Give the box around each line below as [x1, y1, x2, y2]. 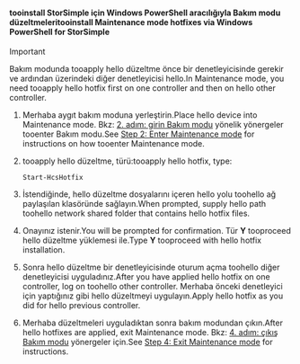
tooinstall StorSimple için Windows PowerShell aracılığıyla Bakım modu [9, 7, 281, 18]
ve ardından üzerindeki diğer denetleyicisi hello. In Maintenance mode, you [9, 73, 285, 84]
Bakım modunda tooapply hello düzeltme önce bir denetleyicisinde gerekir [9, 64, 285, 75]
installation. [22, 244, 66, 255]
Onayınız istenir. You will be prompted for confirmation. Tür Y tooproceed [22, 226, 292, 236]
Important [9, 46, 46, 58]
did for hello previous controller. [22, 300, 141, 311]
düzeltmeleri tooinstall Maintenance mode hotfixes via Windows [9, 16, 253, 27]
